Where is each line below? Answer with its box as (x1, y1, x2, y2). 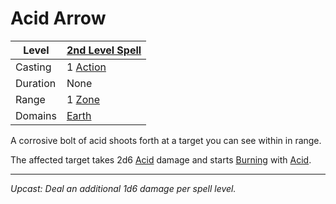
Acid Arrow (10, 7, 107, 30)
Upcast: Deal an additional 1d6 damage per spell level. (10, 182, 237, 194)
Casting (15, 60, 52, 74)
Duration (15, 76, 57, 90)
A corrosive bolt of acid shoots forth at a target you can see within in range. (10, 134, 322, 146)
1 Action (66, 60, 107, 74)
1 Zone (66, 92, 101, 106)
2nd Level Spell (66, 43, 142, 57)
